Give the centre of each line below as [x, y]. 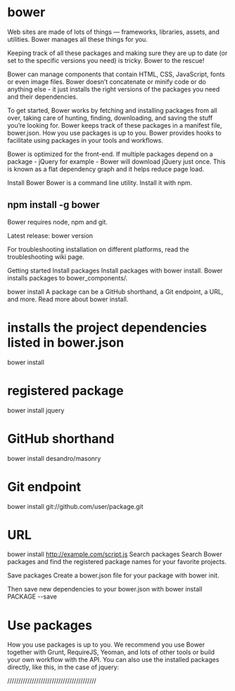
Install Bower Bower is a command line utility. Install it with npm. [100, 182]
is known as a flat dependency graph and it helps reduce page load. [106, 169]
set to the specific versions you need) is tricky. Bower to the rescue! [106, 60]
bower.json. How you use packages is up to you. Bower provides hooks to [114, 133]
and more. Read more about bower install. [68, 299]
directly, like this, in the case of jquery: [63, 667]
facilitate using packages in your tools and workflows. [85, 140]
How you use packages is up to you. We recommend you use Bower [106, 645]
